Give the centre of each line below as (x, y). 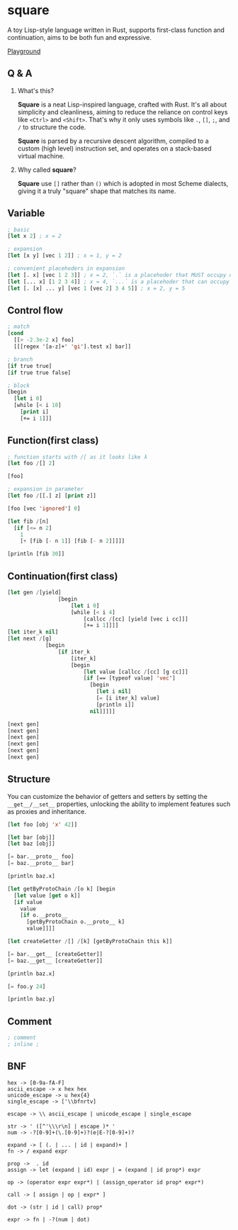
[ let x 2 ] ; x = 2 (34, 236)
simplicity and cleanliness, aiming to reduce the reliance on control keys (123, 111)
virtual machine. (41, 156)
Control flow (35, 310)
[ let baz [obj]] (31, 844)
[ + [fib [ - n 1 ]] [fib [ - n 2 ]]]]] (73, 541)
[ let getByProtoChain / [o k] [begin (61, 889)
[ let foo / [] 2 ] (31, 464)
